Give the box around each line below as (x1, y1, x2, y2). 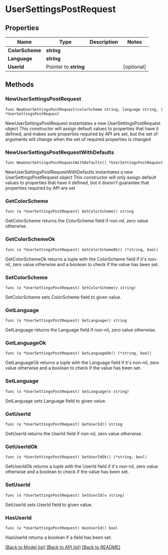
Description (90, 39, 118, 45)
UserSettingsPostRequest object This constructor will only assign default (5, 174, 156, 180)
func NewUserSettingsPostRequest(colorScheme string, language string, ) (5, 107, 163, 112)
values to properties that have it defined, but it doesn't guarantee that (5, 180, 149, 186)
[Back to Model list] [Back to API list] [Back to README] (5, 544, 121, 550)
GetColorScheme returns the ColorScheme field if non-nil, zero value (5, 218, 148, 224)
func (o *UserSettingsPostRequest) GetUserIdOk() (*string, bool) (5, 454, 147, 460)
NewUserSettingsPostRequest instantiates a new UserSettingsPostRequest (5, 120, 161, 126)
